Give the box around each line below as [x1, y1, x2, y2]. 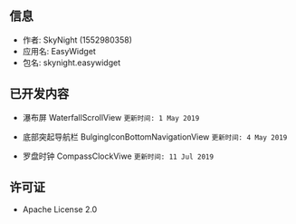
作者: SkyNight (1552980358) [22, 34, 133, 45]
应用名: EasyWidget [22, 45, 97, 56]
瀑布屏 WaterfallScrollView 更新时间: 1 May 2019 [22, 112, 200, 122]
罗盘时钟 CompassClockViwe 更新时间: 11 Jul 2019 [22, 151, 215, 161]
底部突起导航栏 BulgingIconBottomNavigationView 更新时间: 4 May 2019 [22, 131, 288, 142]
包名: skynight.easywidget [22, 57, 121, 68]
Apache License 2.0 [22, 204, 98, 215]
